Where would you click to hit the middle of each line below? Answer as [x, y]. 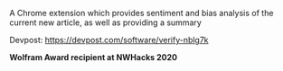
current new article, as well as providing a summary [105, 22]
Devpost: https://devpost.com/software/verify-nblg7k [109, 40]
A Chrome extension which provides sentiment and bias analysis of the [141, 13]
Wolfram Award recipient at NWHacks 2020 [94, 57]
